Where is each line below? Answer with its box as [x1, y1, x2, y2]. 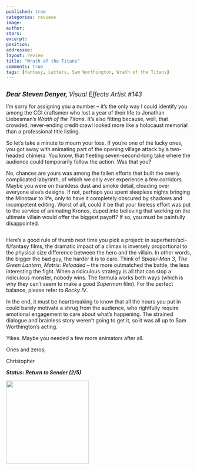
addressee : [6, 47, 33, 53]
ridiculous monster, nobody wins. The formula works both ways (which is [6, 274, 183, 281]
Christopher [6, 358, 35, 365]
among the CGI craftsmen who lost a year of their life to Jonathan [6, 109, 165, 116]
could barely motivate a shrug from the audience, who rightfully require [6, 305, 179, 312]
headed [6, 152, 25, 159]
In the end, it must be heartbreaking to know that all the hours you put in [6, 298, 181, 305]
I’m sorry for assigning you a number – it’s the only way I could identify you [6, 103, 188, 110]
